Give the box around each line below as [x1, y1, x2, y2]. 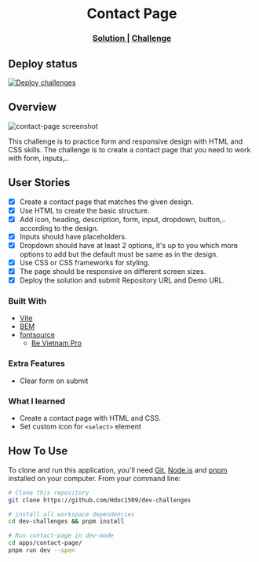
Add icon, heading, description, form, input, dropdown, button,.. [19, 214, 226, 224]
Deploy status [8, 57, 78, 71]
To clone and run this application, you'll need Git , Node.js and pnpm [8, 465, 228, 475]
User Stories [8, 176, 71, 189]
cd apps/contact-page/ [8, 539, 82, 547]
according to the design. [19, 223, 99, 232]
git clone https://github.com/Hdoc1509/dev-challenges [8, 496, 192, 504]
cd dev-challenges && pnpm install [8, 517, 125, 526]
